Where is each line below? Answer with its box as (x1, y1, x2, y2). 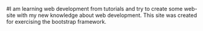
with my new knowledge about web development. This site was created (17, 12, 197, 19)
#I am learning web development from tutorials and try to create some (6, 5, 183, 12)
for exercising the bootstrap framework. (6, 18, 107, 25)
